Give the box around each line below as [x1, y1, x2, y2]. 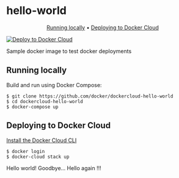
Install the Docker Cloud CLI [6, 137, 77, 144]
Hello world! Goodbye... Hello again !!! [6, 164, 102, 171]
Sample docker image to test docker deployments [6, 47, 132, 55]
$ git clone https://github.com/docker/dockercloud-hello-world [6, 93, 174, 99]
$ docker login [6, 148, 45, 154]
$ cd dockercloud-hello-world [6, 98, 84, 104]
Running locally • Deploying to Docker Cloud [46, 24, 159, 31]
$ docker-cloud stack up [6, 154, 70, 160]
